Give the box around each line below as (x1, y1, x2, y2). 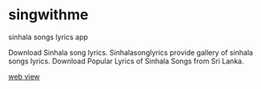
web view (8, 71, 40, 81)
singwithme (8, 6, 89, 24)
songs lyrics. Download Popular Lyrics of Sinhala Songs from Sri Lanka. (8, 56, 244, 66)
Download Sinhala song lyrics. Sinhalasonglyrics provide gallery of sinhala (8, 47, 254, 57)
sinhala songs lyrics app (8, 32, 88, 42)
